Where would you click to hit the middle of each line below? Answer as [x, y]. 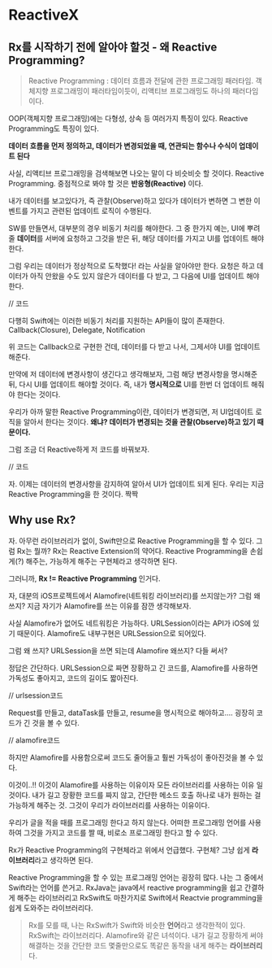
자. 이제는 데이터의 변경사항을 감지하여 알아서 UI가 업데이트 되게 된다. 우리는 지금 [136, 484]
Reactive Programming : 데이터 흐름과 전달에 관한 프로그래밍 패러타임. [141, 81]
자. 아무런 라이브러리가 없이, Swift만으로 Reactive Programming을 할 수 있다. [131, 541]
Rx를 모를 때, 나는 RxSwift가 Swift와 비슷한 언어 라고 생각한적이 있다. [137, 925]
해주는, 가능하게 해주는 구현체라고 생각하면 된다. [101, 561]
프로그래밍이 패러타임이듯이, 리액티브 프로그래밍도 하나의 [140, 91]
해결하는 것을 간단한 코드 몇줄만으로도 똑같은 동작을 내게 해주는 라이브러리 [145, 945]
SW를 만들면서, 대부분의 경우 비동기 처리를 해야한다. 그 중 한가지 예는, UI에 [127, 228]
